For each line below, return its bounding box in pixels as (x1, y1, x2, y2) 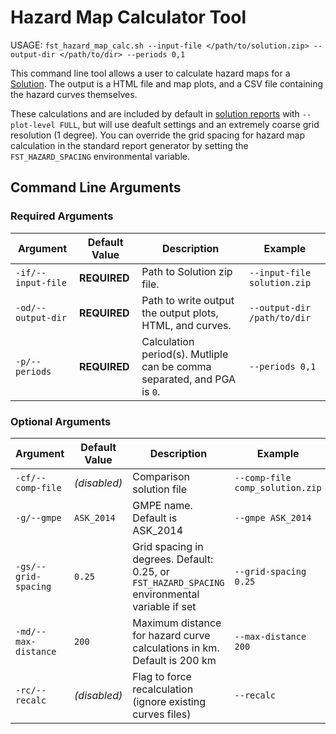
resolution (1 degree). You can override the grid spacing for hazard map (10, 129, 305, 141)
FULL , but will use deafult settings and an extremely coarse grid (59, 118, 320, 130)
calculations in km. (132, 641, 220, 655)
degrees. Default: (132, 552, 214, 566)
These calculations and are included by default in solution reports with (10, 107, 300, 120)
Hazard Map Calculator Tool (10, 6, 247, 29)
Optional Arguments (10, 414, 112, 428)
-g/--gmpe (15, 512, 62, 523)
